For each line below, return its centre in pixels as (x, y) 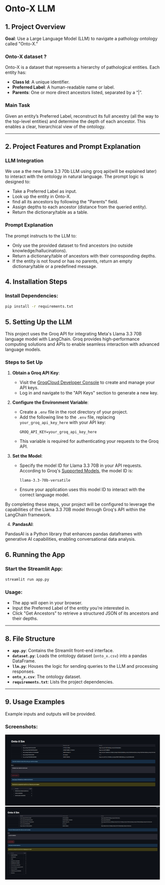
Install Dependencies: (32, 295)
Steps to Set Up (24, 362)
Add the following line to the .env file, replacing (67, 417)
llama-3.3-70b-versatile (45, 481)
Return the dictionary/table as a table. (50, 212)
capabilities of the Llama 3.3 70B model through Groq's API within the (75, 510)
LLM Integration (24, 161)
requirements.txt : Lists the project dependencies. (63, 682)
